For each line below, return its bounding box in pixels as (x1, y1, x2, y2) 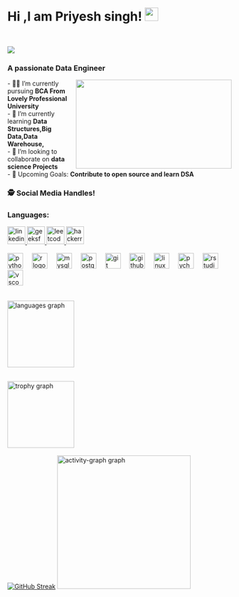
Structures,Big (7, 125, 52, 133)
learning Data (7, 117, 48, 126)
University (7, 102, 39, 110)
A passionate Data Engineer (7, 63, 105, 73)
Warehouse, (7, 139, 45, 149)
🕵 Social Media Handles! (7, 189, 96, 199)
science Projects (7, 162, 58, 171)
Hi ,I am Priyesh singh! (7, 9, 142, 25)
